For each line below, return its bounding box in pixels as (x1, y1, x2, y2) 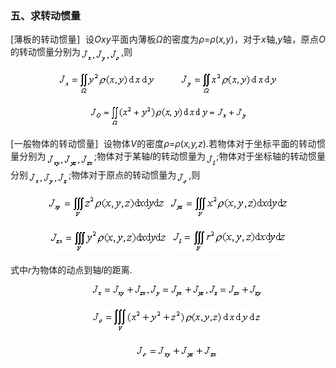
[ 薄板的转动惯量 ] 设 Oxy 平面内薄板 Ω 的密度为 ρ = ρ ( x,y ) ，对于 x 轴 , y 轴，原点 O (10, 33, 327, 46)
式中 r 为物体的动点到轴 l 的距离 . (10, 263, 133, 276)
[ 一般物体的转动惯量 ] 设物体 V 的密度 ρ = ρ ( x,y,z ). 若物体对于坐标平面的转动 (10, 138, 318, 150)
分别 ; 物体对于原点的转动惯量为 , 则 (10, 168, 201, 181)
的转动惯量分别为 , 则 (10, 46, 133, 58)
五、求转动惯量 (10, 8, 82, 22)
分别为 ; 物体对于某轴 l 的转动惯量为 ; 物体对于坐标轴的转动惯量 (19, 150, 327, 162)
